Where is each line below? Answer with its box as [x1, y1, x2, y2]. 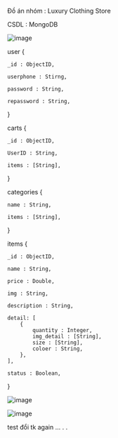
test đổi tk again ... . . [7, 423, 68, 431]
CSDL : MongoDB [7, 20, 58, 28]
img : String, [7, 290, 49, 297]
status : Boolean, [7, 370, 61, 377]
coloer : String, [32, 345, 83, 352]
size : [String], [32, 339, 83, 346]
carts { [7, 124, 27, 132]
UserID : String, [7, 150, 58, 157]
